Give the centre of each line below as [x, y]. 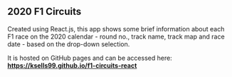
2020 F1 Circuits [44, 12]
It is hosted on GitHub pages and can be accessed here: [90, 58]
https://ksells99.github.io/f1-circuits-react [72, 65]
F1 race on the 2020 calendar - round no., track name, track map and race [116, 36]
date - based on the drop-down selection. [69, 44]
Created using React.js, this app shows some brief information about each [116, 29]
